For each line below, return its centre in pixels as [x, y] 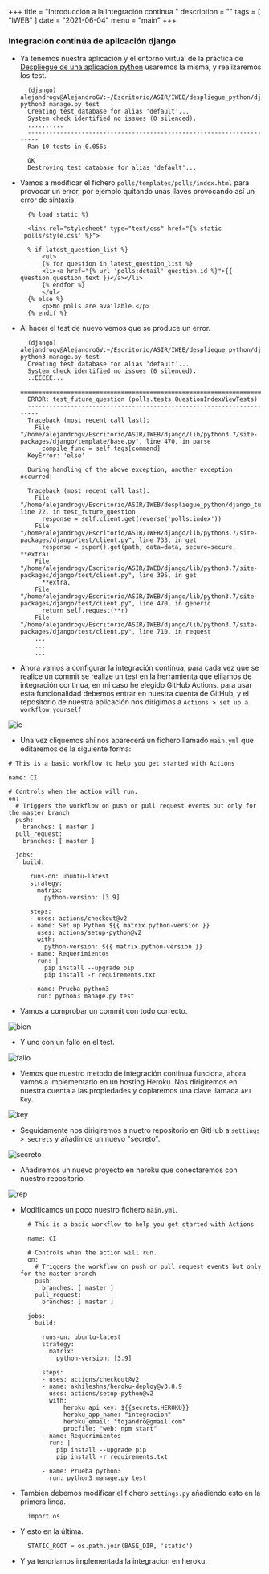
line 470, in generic [175, 604]
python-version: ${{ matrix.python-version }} [123, 947]
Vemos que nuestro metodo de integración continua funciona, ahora [133, 1073]
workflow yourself [51, 710]
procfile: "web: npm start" [110, 1429]
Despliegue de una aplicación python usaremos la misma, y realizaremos [141, 67]
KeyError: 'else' [57, 456]
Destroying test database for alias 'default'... [112, 168]
